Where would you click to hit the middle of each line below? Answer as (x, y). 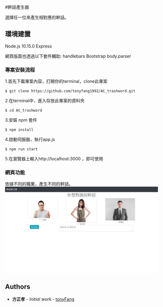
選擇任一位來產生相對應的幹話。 (37, 17)
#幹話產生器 (17, 7)
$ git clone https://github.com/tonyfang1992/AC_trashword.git (70, 91)
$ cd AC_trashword (24, 110)
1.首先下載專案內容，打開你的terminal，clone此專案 (56, 81)
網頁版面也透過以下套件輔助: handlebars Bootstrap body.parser (68, 56)
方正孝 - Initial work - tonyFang (43, 299)
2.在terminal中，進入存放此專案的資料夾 (45, 101)
